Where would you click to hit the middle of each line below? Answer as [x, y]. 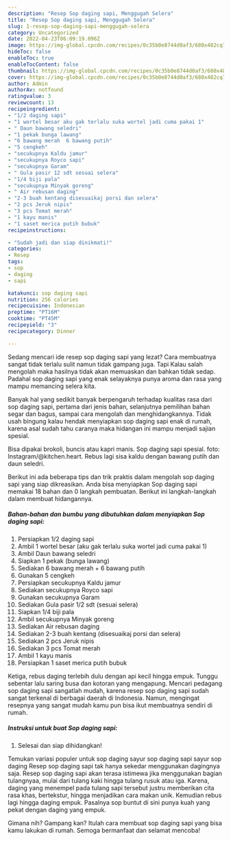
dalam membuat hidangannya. [50, 498]
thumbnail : [23, 71]
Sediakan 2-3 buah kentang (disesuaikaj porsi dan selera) [99, 633]
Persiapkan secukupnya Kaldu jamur [69, 583]
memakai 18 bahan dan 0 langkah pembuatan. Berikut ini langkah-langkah [112, 491]
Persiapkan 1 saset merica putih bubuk [72, 663]
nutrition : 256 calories [43, 300]
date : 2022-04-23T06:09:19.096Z [54, 39]
